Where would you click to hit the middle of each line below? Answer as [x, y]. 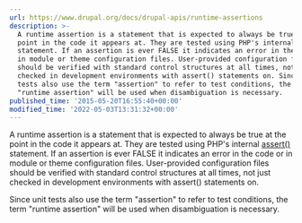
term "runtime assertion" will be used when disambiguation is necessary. [145, 209]
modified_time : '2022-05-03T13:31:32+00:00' [94, 109]
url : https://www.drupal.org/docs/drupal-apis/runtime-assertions [136, 17]
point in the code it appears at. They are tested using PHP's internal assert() [150, 144]
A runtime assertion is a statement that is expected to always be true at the [148, 134]
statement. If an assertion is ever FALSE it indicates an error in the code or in [151, 154]
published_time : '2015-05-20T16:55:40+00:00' [96, 101]
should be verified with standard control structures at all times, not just [140, 173]
